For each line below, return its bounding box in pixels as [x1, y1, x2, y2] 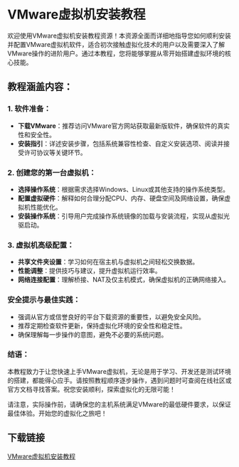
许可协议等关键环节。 [23, 148, 87, 156]
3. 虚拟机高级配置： [7, 240, 75, 249]
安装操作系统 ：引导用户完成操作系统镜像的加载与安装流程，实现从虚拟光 [17, 211, 230, 220]
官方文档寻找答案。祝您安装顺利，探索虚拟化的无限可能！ [7, 385, 176, 393]
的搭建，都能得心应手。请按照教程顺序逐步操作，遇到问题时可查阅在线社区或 [7, 376, 232, 385]
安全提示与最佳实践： [7, 295, 80, 305]
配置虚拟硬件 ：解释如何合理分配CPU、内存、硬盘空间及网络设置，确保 [17, 193, 225, 203]
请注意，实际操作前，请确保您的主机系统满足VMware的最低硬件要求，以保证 [7, 399, 231, 409]
